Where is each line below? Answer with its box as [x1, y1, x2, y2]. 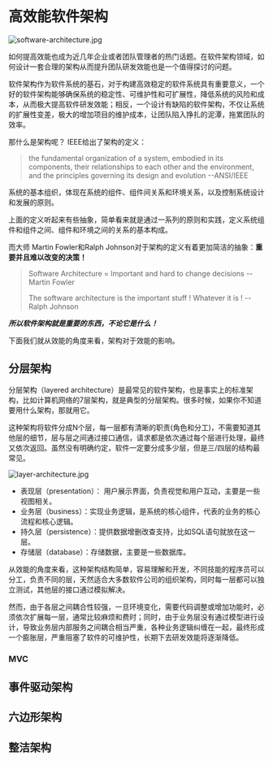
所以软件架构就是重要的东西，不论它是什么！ [8, 318, 158, 328]
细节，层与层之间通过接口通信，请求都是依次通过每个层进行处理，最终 [29, 433, 265, 442]
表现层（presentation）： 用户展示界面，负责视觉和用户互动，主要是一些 [19, 485, 261, 496]
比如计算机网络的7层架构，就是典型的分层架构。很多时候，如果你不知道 [22, 395, 262, 405]
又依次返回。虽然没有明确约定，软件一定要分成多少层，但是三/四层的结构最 [8, 442, 261, 452]
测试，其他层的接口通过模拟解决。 [15, 585, 130, 594]
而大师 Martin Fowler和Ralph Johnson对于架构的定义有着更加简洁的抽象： [8, 241, 256, 252]
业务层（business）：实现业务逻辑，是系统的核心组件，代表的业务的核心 [19, 506, 261, 516]
